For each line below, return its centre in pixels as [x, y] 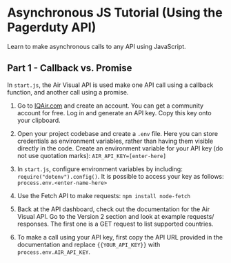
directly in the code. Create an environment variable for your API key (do [120, 148]
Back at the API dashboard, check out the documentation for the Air [113, 209]
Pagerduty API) [52, 27]
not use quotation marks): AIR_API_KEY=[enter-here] [92, 155]
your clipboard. [39, 120]
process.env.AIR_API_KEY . [54, 252]
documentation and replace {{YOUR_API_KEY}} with [89, 244]
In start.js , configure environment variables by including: [100, 169]
